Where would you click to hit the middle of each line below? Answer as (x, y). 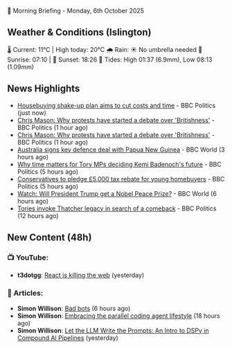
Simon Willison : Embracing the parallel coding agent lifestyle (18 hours (118, 316)
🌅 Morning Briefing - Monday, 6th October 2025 (75, 11)
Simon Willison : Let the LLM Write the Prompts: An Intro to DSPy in (113, 330)
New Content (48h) (50, 238)
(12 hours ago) (38, 215)
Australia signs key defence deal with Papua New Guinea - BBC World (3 (121, 150)
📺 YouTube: (28, 258)
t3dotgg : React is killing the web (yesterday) (81, 275)
